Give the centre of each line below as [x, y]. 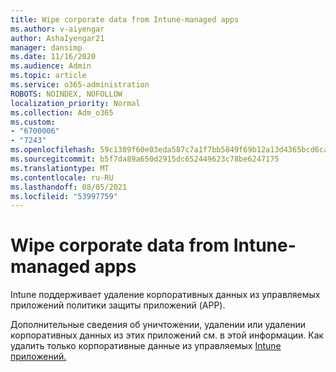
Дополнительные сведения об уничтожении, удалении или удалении [158, 325]
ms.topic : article [48, 76]
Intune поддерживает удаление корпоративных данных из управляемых [165, 295]
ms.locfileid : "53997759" [64, 196]
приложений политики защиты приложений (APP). [118, 305]
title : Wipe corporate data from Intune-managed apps [125, 19]
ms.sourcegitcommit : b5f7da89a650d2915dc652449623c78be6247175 [145, 159]
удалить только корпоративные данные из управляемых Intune [146, 346]
